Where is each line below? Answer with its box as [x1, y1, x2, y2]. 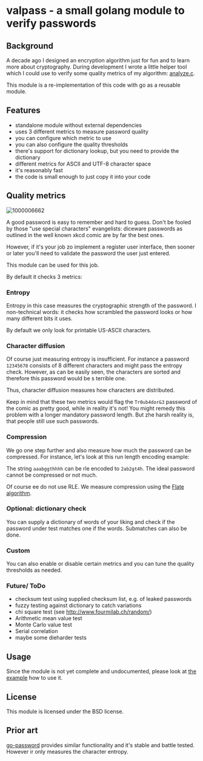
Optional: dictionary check [6, 505, 87, 513]
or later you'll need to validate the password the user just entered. [6, 249, 171, 256]
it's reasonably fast [15, 166, 64, 173]
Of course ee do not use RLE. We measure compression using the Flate [6, 483, 185, 490]
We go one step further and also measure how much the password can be [6, 446, 192, 454]
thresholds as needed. [6, 566, 62, 574]
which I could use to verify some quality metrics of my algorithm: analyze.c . [6, 70, 195, 76]
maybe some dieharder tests [15, 634, 87, 642]
